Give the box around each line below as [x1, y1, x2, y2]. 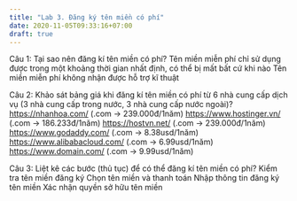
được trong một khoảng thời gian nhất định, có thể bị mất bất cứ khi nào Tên [9, 63, 287, 73]
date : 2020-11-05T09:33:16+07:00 [9, 21, 133, 30]
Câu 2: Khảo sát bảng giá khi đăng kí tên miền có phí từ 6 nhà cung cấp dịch [9, 89, 288, 100]
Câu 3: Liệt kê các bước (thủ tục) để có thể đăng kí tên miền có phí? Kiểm [9, 163, 277, 174]
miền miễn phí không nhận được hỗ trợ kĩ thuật [9, 73, 180, 83]
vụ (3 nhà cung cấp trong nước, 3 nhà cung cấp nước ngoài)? [9, 99, 233, 110]
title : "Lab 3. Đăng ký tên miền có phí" [9, 12, 165, 22]
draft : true [9, 29, 53, 38]
